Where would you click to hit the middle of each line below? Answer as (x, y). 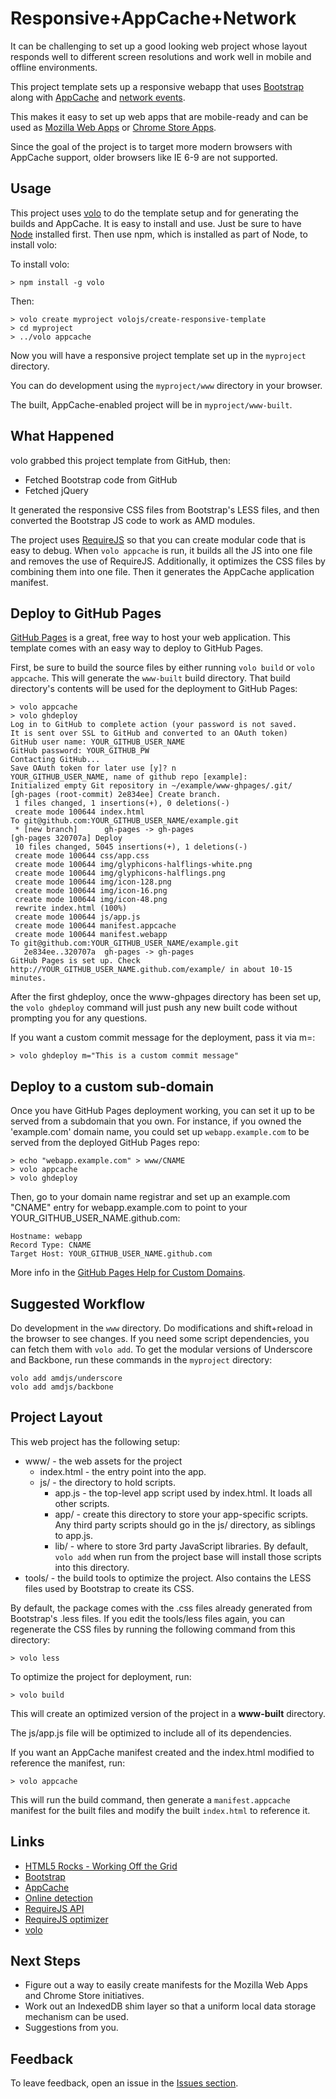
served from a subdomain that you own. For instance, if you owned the (156, 1121)
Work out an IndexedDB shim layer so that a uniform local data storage (170, 2006)
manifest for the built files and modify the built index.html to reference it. (160, 1810)
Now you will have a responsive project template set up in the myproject (158, 355)
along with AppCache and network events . (98, 97)
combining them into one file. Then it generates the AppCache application (162, 571)
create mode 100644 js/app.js (77, 917)
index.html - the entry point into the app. (123, 1471)
